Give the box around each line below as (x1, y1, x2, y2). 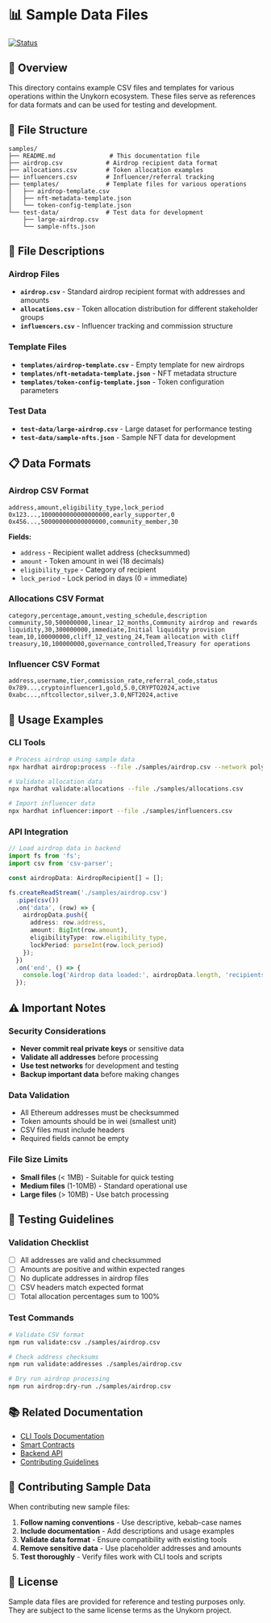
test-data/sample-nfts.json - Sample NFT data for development (19, 432, 236, 442)
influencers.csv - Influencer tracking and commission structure (19, 321, 234, 331)
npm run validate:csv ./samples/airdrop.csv (8, 1338, 161, 1346)
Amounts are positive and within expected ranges (19, 1264, 186, 1274)
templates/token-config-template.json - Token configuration (19, 376, 224, 387)
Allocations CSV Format (8, 593, 105, 605)
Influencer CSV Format (8, 658, 101, 669)
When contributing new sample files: (8, 1502, 131, 1512)
